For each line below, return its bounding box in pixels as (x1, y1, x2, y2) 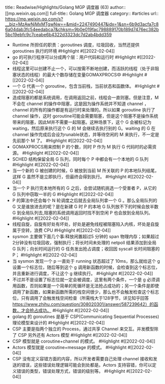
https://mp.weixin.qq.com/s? (5, 16, 63, 22)
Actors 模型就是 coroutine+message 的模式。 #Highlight (12, 345, 127, 350)
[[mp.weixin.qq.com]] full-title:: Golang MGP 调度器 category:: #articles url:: (5, 10, 159, 16)
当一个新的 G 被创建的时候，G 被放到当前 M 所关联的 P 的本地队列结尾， (12, 168, 159, 174)
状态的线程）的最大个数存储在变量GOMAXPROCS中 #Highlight (16, 72, 144, 77)
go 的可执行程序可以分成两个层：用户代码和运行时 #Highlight (12, 54, 136, 60)
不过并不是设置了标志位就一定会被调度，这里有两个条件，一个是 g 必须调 (12, 277, 160, 282)
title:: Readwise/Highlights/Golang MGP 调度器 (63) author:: (5, 4, 126, 10)
